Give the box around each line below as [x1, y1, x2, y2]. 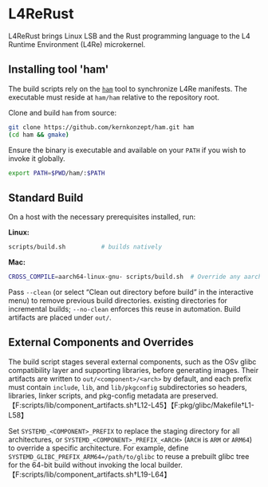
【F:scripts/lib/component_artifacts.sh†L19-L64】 [8, 469, 171, 479]
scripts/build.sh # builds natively [8, 243, 162, 251]
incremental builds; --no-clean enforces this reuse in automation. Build [8, 304, 241, 313]
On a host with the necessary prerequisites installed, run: [8, 212, 196, 222]
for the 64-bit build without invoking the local [8, 460, 157, 469]
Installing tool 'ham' [8, 63, 109, 77]
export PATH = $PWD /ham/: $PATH [8, 169, 105, 177]
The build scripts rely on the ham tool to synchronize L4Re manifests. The [8, 84, 247, 93]
